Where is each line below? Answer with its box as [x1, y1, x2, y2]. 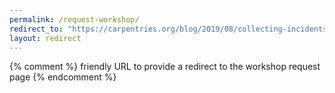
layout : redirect [9, 33, 82, 43]
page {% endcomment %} [9, 71, 117, 83]
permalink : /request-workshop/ [9, 14, 140, 25]
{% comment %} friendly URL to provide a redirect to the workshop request [9, 61, 321, 73]
